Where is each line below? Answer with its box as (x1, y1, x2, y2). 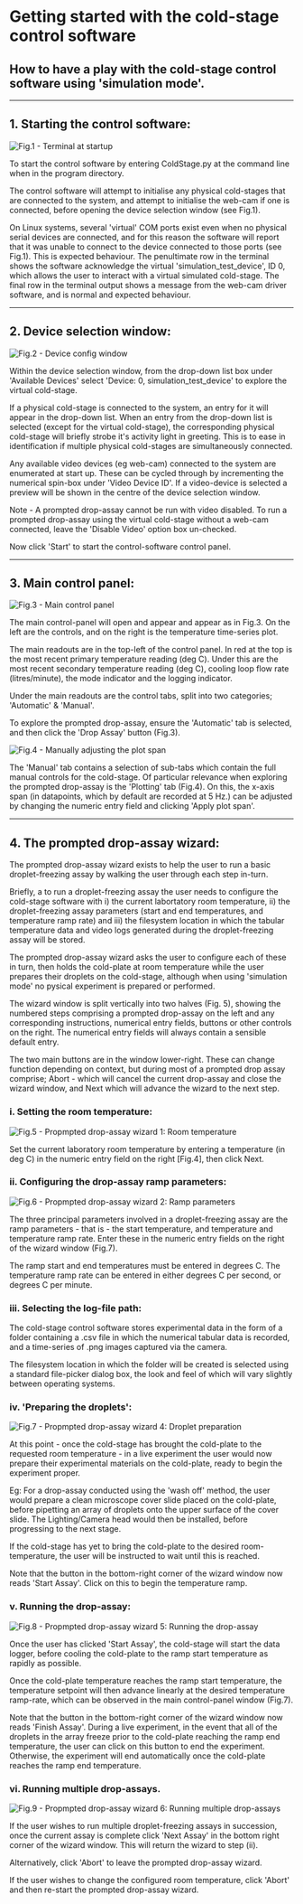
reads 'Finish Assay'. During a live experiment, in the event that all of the (9, 1721, 278, 1732)
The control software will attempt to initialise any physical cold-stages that (9, 185, 286, 196)
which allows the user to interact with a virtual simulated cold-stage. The (9, 269, 280, 281)
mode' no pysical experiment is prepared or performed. (9, 980, 216, 991)
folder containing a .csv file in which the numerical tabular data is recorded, (9, 1332, 290, 1343)
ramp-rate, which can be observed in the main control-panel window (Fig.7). (9, 1694, 294, 1705)
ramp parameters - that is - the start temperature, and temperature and (9, 1223, 273, 1234)
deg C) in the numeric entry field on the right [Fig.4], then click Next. (9, 1153, 264, 1164)
